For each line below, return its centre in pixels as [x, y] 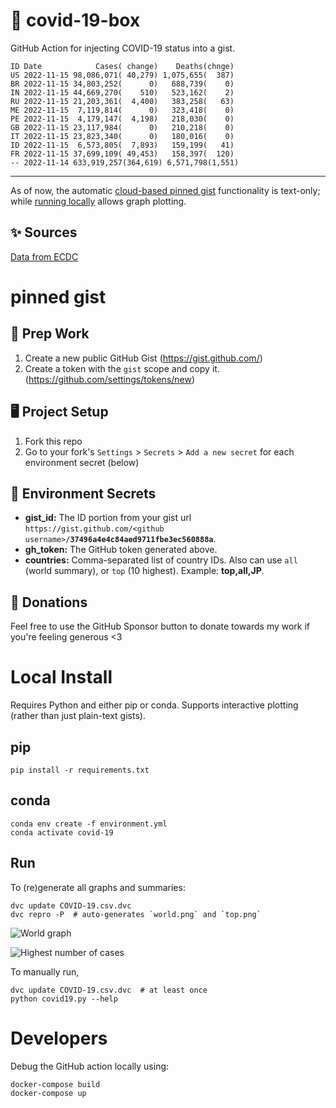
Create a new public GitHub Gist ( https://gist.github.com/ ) [143, 358]
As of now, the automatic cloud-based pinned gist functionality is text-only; [165, 190]
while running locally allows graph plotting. [98, 201]
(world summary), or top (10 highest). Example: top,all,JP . [144, 571]
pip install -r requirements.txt [80, 770]
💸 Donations [49, 602]
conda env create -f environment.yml [89, 824]
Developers [59, 1038]
